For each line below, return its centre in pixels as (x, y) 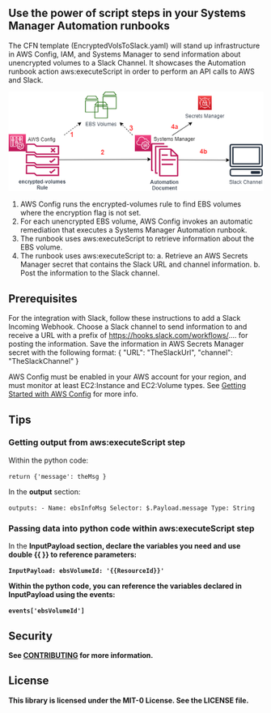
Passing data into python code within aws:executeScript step (131, 528)
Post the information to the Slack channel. (90, 273)
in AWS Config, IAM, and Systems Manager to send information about (125, 54)
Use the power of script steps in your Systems (127, 13)
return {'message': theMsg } (57, 476)
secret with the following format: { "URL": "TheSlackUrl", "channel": (121, 352)
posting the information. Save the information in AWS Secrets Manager (126, 344)
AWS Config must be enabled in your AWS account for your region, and (127, 377)
